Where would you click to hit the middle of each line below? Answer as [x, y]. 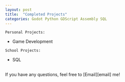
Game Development [32, 41]
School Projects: [23, 51]
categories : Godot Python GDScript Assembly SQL [56, 19]
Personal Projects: [25, 33]
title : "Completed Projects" [36, 14]
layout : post [19, 10]
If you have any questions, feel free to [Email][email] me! [62, 75]
